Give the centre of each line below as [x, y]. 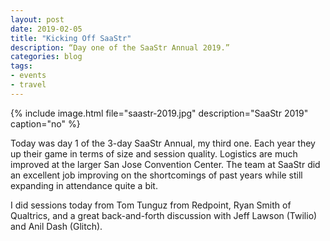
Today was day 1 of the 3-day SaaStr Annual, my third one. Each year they [163, 143]
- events [28, 76]
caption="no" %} [45, 123]
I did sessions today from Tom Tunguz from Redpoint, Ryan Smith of [151, 205]
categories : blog [46, 57]
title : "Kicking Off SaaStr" [71, 38]
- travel [28, 85]
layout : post [37, 19]
